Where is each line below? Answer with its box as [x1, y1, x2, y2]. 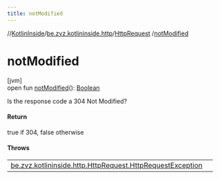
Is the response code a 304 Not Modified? [7, 97, 128, 105]
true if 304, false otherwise [7, 128, 84, 136]
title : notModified [7, 10, 63, 17]
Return [7, 113, 28, 121]
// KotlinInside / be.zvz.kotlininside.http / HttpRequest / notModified [7, 29, 189, 37]
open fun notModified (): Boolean [7, 84, 100, 92]
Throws [7, 144, 30, 152]
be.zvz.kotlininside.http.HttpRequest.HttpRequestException [10, 160, 203, 170]
